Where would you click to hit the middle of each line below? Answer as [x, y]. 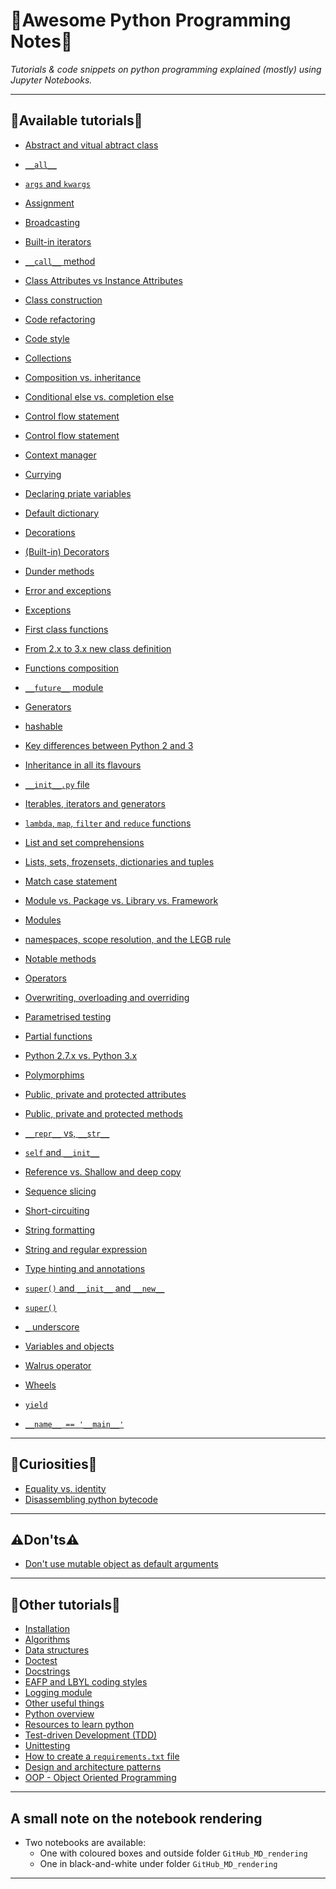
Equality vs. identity [65, 1488]
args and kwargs [57, 183]
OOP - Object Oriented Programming [100, 1778]
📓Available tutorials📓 [76, 120]
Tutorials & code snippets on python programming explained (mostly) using [166, 69]
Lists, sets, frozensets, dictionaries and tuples [119, 861]
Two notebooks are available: [85, 1842]
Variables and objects [69, 1346]
